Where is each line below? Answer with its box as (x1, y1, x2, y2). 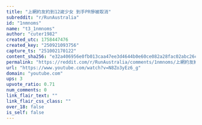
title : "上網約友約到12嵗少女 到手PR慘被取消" (6, 8, 111, 15)
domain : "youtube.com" (6, 70, 63, 76)
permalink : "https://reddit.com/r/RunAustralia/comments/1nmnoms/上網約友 (6, 59, 194, 65)
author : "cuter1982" (6, 31, 58, 37)
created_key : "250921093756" (6, 43, 79, 49)
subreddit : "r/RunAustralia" (6, 14, 79, 20)
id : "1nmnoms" (6, 20, 42, 26)
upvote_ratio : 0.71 (6, 82, 55, 88)
